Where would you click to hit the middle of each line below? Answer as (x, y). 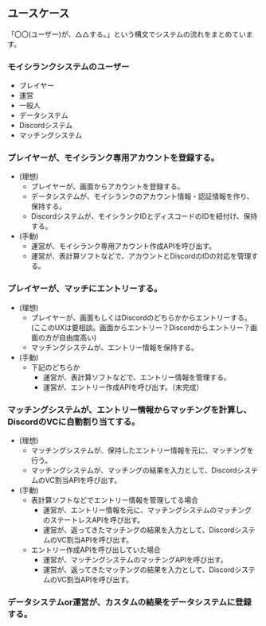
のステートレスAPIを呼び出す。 (94, 520)
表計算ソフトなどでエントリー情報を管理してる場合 (114, 500)
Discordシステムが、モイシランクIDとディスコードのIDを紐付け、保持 (144, 216)
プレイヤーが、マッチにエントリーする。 (85, 289)
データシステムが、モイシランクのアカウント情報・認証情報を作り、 (142, 196)
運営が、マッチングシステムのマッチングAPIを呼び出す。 (135, 560)
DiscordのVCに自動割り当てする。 (74, 422)
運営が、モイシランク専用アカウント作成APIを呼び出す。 (123, 246)
